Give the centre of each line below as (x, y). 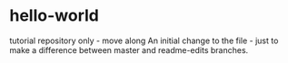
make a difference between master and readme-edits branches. (129, 49)
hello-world (55, 16)
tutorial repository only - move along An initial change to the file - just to (144, 40)
